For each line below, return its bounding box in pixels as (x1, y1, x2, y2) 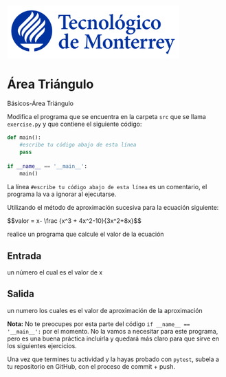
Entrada (7, 250, 42, 261)
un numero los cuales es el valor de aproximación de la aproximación (7, 306, 203, 314)
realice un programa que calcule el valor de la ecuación (7, 230, 164, 239)
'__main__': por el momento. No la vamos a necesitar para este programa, (7, 327, 218, 335)
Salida (7, 288, 34, 300)
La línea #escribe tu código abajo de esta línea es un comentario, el (7, 183, 207, 191)
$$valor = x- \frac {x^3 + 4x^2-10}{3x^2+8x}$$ (7, 217, 142, 225)
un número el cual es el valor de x (7, 268, 103, 277)
